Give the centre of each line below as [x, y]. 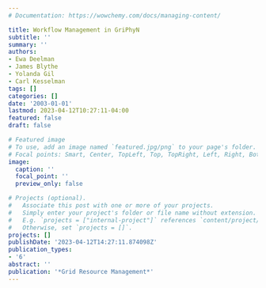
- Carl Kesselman [37, 81]
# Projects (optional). [47, 199]
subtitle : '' [30, 37]
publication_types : [40, 250]
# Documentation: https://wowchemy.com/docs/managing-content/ [115, 15]
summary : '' [28, 44]
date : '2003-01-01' [40, 104]
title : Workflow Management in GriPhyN [74, 30]
